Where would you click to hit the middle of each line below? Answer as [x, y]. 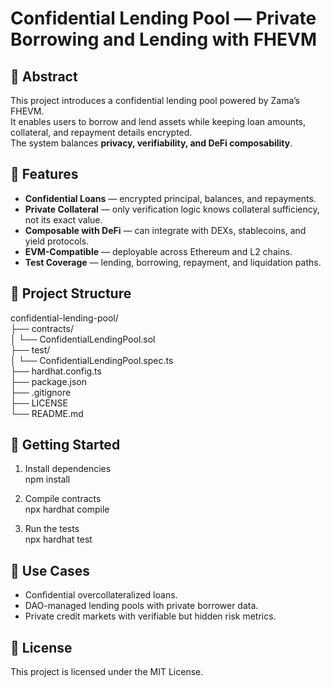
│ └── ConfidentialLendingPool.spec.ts [92, 360]
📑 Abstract [44, 76]
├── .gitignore [41, 392]
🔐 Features [44, 174]
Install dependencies [68, 469]
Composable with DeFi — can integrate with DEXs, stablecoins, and [165, 230]
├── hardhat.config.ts [56, 371]
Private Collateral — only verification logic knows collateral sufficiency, [172, 209]
